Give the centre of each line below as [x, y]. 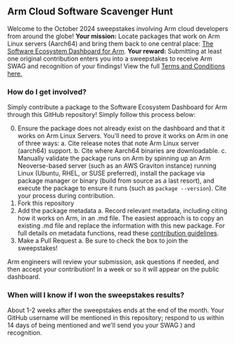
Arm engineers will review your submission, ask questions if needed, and [113, 262]
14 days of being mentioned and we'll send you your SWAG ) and [101, 325]
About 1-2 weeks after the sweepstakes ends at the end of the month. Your [116, 310]
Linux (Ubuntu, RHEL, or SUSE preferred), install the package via [111, 173]
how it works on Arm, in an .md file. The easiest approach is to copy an [120, 219]
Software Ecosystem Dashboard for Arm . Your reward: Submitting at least [115, 51]
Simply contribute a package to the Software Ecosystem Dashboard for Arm [117, 107]
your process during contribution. [66, 196]
